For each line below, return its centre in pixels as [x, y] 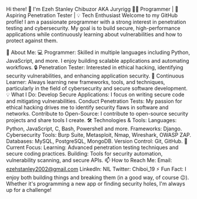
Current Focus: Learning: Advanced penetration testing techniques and [92, 147]
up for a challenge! [29, 190]
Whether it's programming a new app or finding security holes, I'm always [96, 184]
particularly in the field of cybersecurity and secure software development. [97, 88]
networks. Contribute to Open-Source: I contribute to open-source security [97, 114]
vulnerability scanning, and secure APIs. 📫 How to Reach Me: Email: [89, 160]
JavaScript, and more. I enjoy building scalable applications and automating [98, 61]
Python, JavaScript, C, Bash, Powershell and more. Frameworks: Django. [94, 129]
